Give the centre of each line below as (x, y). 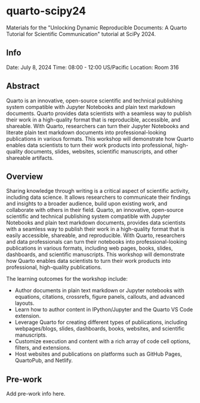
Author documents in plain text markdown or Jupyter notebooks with (99, 290)
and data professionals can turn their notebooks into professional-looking (96, 242)
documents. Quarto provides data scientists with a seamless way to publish (99, 113)
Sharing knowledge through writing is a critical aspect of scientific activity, (98, 191)
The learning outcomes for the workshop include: (67, 279)
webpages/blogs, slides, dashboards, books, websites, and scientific (100, 329)
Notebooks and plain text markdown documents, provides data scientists (96, 223)
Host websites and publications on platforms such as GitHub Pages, (98, 354)
